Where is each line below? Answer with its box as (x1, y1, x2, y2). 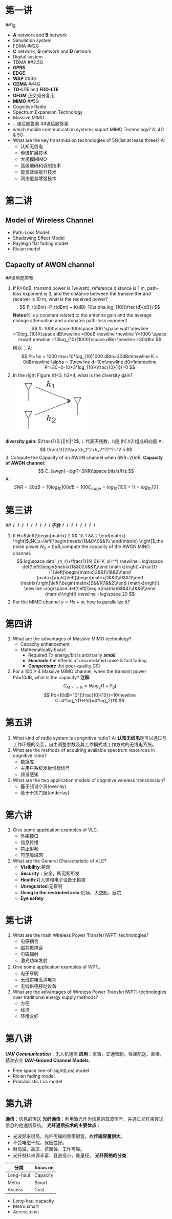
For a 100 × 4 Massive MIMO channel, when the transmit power (12, 668, 147, 675)
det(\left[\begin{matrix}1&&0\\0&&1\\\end (22, 564, 108, 570)
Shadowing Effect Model (12, 235, 65, 241)
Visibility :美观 (20, 864, 50, 870)
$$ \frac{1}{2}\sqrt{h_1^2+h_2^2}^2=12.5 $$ (39, 446, 133, 452)
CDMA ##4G (12, 80, 40, 87)
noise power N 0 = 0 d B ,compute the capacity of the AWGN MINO (12, 543, 150, 551)
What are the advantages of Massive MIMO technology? (12, 636, 132, 642)
